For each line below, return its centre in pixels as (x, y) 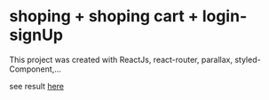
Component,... (36, 69)
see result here (37, 86)
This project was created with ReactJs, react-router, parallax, (121, 59)
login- (225, 16)
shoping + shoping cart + (104, 16)
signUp (36, 35)
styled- (248, 59)
